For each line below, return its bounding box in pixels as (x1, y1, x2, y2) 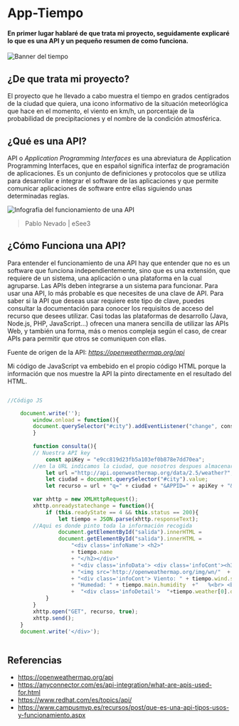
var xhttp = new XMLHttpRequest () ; (33, 496, 139, 503)
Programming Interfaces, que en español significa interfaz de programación (7, 161, 230, 170)
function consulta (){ (33, 443, 97, 450)
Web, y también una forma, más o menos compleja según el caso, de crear (7, 326, 227, 335)
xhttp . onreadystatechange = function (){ (33, 502, 154, 509)
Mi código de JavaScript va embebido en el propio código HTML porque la (7, 361, 226, 370)
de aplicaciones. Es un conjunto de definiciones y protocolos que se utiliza (7, 169, 226, 178)
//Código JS (7, 397, 43, 404)
